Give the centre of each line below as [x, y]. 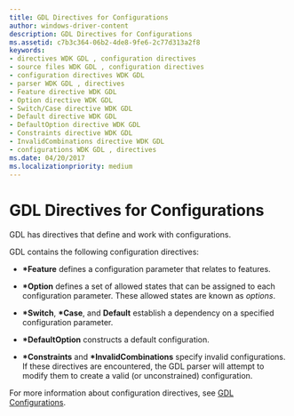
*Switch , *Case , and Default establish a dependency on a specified [148, 313]
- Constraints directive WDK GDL [71, 133]
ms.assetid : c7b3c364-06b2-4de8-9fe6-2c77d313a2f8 [105, 42]
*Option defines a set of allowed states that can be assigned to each [148, 286]
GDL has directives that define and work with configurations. [120, 235]
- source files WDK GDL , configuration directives [107, 68]
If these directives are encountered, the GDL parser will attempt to [143, 366]
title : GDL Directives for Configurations [89, 17]
